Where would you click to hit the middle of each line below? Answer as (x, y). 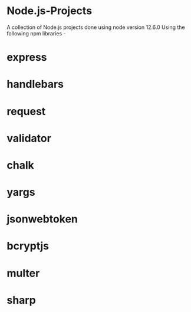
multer (23, 273)
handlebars (35, 84)
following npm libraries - (36, 33)
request (26, 111)
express (27, 58)
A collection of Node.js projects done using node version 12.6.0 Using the (96, 27)
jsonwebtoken (42, 219)
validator (29, 138)
